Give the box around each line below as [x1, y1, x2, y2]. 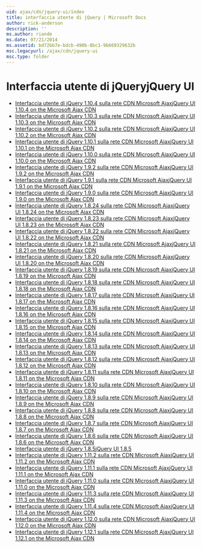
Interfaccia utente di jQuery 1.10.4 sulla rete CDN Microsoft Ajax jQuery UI [14, 99, 195, 107]
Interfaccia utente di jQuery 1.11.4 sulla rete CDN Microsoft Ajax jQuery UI [14, 502, 195, 509]
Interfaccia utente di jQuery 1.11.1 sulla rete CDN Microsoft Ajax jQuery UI [14, 464, 193, 472]
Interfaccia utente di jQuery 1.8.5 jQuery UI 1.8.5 [14, 445, 132, 452]
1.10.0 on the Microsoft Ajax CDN [14, 157, 96, 164]
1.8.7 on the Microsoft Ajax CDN [14, 426, 94, 433]
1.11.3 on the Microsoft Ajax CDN [14, 496, 95, 503]
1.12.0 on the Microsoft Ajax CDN [14, 522, 96, 529]
